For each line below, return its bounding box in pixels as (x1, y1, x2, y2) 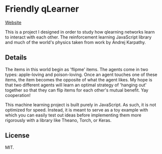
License (5, 132, 30, 140)
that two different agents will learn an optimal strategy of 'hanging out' (5, 82, 147, 88)
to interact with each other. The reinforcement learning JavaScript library (5, 34, 152, 40)
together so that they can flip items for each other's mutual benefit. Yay (5, 87, 149, 93)
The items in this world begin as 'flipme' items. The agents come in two (5, 66, 148, 72)
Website (5, 19, 22, 25)
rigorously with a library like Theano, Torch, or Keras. (5, 117, 112, 123)
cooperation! (5, 92, 31, 98)
